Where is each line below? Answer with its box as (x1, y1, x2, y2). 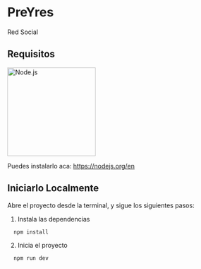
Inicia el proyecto (17, 241, 68, 250)
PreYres (7, 4, 54, 21)
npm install (13, 228, 49, 236)
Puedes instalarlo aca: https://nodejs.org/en (7, 161, 135, 170)
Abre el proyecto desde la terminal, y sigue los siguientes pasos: (7, 201, 195, 210)
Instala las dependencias (17, 214, 90, 223)
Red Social (7, 28, 39, 36)
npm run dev (13, 255, 49, 262)
